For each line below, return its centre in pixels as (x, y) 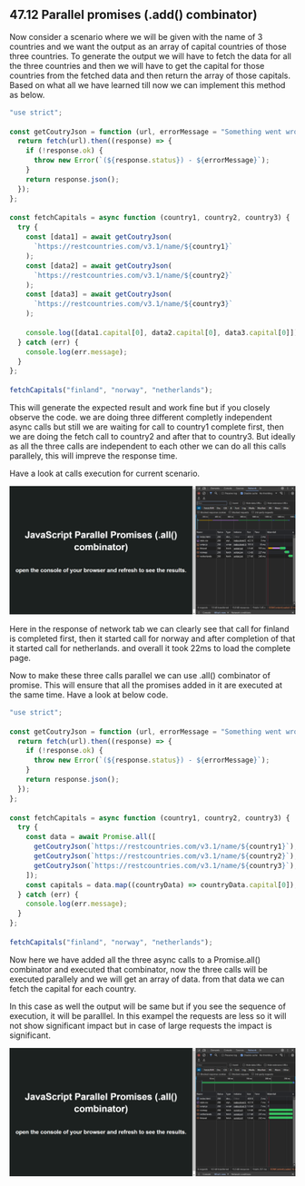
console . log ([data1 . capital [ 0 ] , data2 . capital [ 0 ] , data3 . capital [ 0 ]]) (162, 332)
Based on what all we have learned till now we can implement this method (148, 84)
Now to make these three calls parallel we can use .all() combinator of (140, 675)
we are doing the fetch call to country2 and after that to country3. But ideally (152, 437)
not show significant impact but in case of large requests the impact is (141, 1025)
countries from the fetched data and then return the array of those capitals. (150, 75)
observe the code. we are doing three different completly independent (141, 418)
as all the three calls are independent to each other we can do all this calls (148, 446)
